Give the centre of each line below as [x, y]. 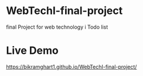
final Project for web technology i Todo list [57, 27]
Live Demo [32, 51]
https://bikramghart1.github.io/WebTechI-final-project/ [71, 67]
